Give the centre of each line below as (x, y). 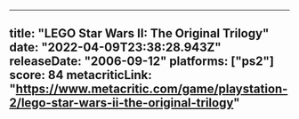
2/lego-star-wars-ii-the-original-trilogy (121, 103)
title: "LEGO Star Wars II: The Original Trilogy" (139, 33)
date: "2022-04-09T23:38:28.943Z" (115, 48)
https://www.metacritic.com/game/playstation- (152, 89)
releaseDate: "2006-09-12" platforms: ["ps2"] (141, 62)
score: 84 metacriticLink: (81, 75)
